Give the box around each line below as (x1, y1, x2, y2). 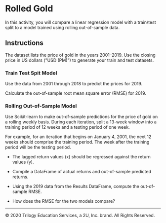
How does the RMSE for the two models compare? (12, 198, 115, 204)
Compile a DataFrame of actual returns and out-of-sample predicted (12, 169, 152, 175)
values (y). (12, 159, 34, 165)
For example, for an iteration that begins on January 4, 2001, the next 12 (5, 134, 152, 140)
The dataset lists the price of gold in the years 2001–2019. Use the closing (5, 52, 156, 58)
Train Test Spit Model (5, 70, 57, 76)
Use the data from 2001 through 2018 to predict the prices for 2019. (5, 81, 143, 87)
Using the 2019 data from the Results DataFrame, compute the (12, 184, 140, 189)
